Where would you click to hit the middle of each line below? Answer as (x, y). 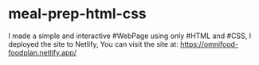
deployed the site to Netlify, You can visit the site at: (94, 44)
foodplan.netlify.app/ (43, 52)
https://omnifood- (210, 44)
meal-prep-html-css (78, 14)
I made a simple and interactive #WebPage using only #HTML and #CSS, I (130, 36)
